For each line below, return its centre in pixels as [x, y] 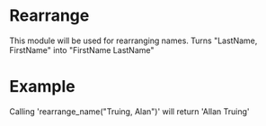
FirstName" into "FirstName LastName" [82, 49]
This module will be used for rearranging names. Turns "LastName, [133, 40]
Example [42, 87]
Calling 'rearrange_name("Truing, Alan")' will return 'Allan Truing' [129, 111]
